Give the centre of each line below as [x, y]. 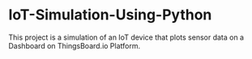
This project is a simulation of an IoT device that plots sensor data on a [126, 37]
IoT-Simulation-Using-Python [110, 15]
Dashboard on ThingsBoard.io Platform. [75, 45]
